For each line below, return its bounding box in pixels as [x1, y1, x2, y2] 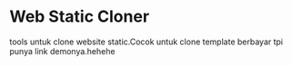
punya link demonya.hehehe [9, 45, 116, 56]
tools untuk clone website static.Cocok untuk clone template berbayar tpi [9, 36, 284, 47]
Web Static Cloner [9, 6, 150, 27]
